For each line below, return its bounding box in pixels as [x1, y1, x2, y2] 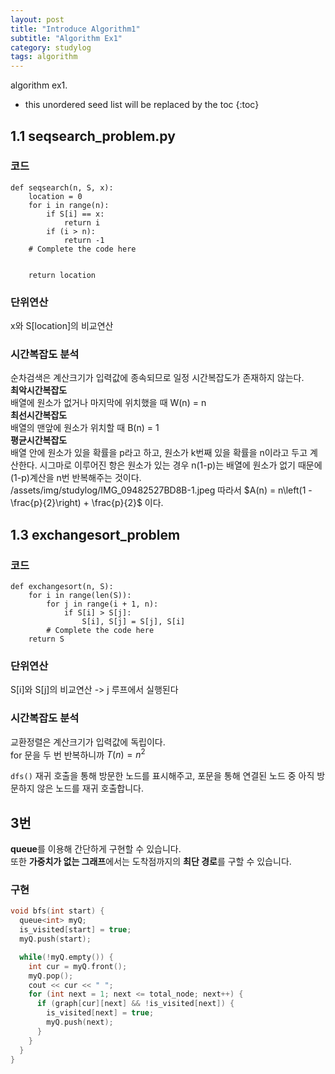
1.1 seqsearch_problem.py [10, 127, 176, 145]
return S [28, 634, 65, 645]
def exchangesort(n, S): [10, 582, 114, 592]
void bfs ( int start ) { [10, 906, 105, 916]
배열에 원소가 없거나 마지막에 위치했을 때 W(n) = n [10, 397, 207, 409]
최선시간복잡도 [10, 409, 68, 421]
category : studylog [10, 42, 92, 53]
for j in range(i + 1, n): [46, 599, 159, 610]
